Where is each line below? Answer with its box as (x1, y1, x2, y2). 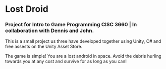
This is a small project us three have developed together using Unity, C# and (5, 38, 162, 44)
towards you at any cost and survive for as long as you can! (5, 58, 127, 65)
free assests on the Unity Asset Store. (5, 43, 83, 50)
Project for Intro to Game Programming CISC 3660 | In (5, 21, 137, 28)
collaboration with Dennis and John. (5, 27, 94, 34)
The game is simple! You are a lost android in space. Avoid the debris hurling (5, 53, 162, 59)
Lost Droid (5, 3, 49, 15)
